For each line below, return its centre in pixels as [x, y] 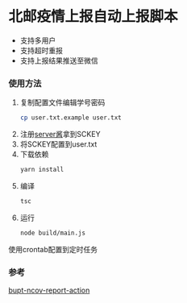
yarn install [42, 170]
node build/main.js [53, 233]
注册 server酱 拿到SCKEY [60, 135]
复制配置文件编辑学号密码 [62, 102]
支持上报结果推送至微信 [59, 60]
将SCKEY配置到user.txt [58, 144]
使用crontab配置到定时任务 [53, 249]
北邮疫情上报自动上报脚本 [93, 17]
